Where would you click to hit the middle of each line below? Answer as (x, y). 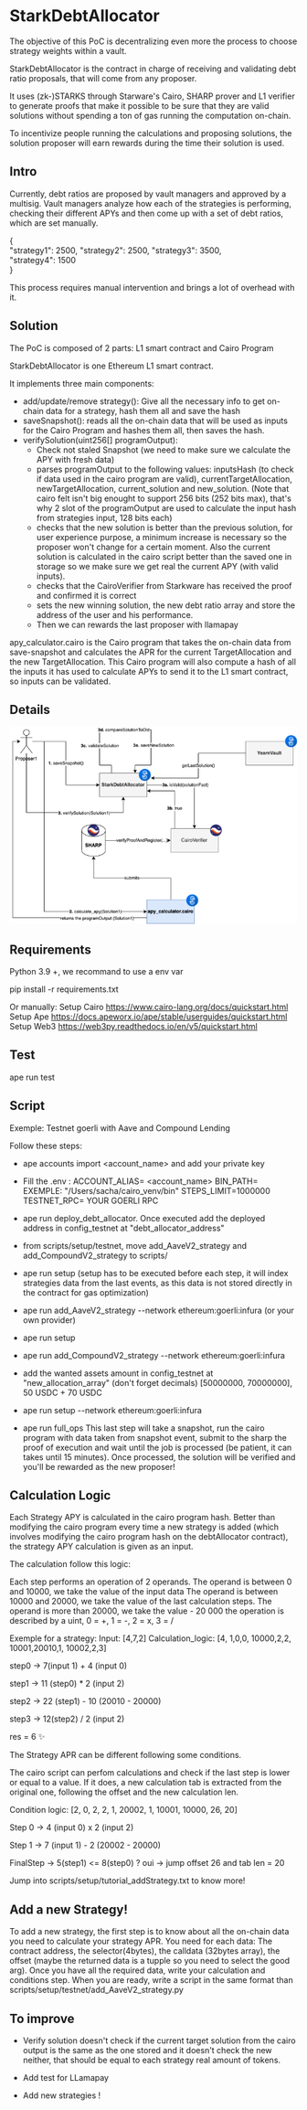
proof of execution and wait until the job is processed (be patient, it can (157, 1447)
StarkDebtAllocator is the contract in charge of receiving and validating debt (153, 69)
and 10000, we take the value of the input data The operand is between (144, 1592)
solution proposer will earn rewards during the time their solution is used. (147, 143)
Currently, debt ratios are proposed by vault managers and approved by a (148, 194)
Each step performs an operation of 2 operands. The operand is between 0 (151, 1582)
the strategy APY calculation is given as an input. (101, 1547)
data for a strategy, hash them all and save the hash (143, 410)
